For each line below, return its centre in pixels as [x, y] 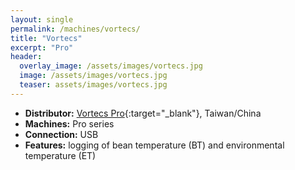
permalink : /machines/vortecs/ [75, 29]
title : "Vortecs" [46, 38]
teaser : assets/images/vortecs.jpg [93, 85]
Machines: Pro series [69, 123]
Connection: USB [61, 134]
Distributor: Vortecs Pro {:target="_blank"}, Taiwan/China [143, 113]
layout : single [42, 19]
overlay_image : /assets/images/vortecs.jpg [111, 66]
